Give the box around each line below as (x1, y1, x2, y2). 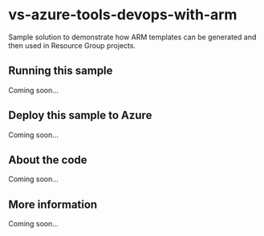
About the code (8, 153, 87, 166)
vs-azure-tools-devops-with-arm (8, 6, 238, 24)
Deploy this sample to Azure (8, 108, 152, 122)
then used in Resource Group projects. (8, 40, 136, 50)
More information (8, 197, 98, 211)
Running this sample (8, 64, 113, 78)
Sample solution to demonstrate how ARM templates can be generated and (8, 32, 257, 42)
